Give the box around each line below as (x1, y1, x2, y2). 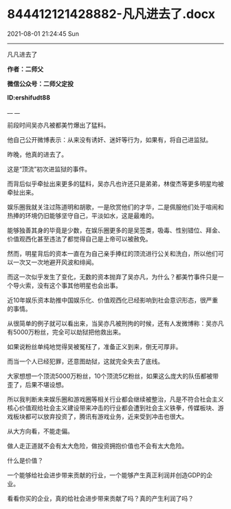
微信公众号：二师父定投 (7, 79, 74, 88)
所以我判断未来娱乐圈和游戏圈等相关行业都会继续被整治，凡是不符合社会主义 (7, 395, 224, 403)
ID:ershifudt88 (7, 93, 50, 101)
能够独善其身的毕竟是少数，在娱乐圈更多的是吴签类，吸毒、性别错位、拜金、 (7, 226, 224, 234)
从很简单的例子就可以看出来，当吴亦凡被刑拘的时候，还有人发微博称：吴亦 (7, 319, 218, 328)
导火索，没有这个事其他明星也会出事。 (12, 281, 122, 290)
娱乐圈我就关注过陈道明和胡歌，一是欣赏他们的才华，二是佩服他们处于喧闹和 (7, 203, 224, 211)
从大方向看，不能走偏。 (7, 427, 74, 435)
